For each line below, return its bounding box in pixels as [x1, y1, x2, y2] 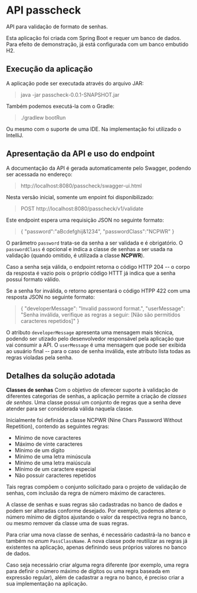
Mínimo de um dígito [14, 447, 65, 454]
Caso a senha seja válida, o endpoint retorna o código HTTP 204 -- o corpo [6, 263, 191, 270]
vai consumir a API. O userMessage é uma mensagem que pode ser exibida [6, 341, 186, 348]
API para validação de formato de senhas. [6, 23, 108, 30]
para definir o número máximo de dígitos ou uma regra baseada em [6, 568, 170, 575]
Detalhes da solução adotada [6, 371, 116, 381]
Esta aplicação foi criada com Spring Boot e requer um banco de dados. [6, 34, 182, 41]
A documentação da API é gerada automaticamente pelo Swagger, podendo [6, 164, 192, 172]
